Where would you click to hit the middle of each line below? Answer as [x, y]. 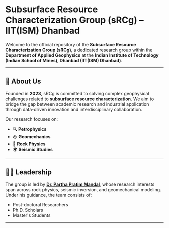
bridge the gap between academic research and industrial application [77, 104]
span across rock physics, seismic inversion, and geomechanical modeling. [83, 189]
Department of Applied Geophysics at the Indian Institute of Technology [82, 55]
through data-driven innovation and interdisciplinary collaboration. [74, 109]
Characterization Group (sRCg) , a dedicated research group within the [79, 50]
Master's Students [31, 215]
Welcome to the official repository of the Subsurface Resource [71, 44]
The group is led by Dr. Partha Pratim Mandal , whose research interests [80, 184]
